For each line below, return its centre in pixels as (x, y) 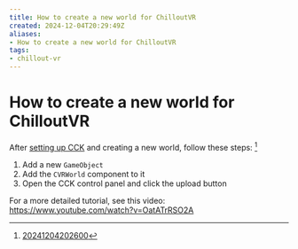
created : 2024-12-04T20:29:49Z (67, 26)
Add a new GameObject (63, 164)
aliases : (25, 34)
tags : (19, 51)
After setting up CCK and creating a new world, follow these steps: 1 (133, 146)
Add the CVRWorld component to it (83, 174)
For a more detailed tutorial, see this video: (87, 200)
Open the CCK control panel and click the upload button (125, 183)
